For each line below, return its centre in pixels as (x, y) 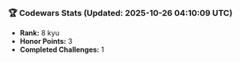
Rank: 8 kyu (39, 33)
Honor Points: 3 (46, 42)
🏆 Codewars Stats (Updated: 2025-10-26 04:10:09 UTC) (120, 13)
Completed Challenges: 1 (62, 49)
